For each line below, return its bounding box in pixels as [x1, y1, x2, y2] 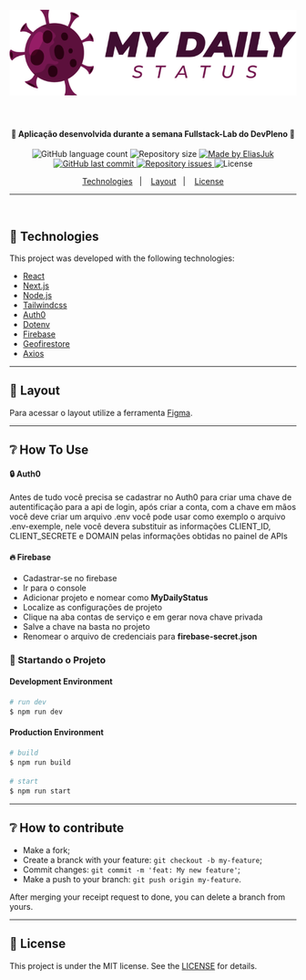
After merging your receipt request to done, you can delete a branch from [9, 891, 286, 902]
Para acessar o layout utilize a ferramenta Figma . [9, 407, 193, 418]
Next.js [22, 280, 50, 291]
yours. [9, 901, 34, 912]
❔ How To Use [9, 443, 89, 458]
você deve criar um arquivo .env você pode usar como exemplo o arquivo [9, 511, 286, 522]
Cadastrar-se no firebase [22, 572, 117, 583]
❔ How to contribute [9, 820, 125, 836]
